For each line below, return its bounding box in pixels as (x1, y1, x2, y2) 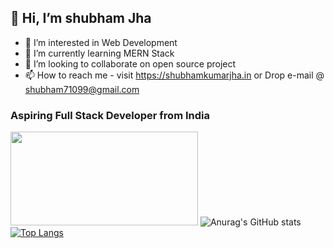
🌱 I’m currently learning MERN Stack (24, 47, 175, 59)
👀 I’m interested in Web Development (24, 36, 178, 48)
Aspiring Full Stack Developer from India (10, 108, 210, 122)
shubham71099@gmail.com (24, 83, 140, 95)
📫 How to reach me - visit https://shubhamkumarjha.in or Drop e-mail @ (24, 69, 325, 81)
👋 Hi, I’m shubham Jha (10, 10, 152, 27)
